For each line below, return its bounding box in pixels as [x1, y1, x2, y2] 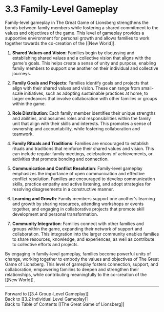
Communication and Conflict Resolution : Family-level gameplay [12, 165, 143, 171]
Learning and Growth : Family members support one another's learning [12, 195, 155, 201]
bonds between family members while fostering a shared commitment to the [5, 24, 159, 30]
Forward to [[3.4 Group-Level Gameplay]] [5, 291, 89, 296]
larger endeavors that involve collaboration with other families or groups [12, 95, 158, 101]
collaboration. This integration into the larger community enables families [12, 231, 159, 237]
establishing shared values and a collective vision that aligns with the [12, 55, 151, 61]
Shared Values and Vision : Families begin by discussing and [12, 50, 135, 56]
